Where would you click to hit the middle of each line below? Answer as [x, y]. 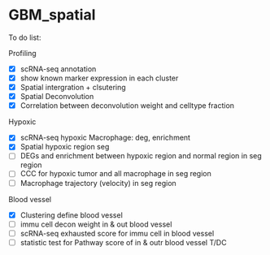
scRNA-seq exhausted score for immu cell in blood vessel [117, 233]
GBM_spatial [52, 15]
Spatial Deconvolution [57, 97]
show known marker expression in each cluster [99, 78]
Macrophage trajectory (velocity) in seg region [98, 183]
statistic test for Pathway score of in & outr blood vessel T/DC [123, 242]
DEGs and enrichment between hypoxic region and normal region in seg [141, 156]
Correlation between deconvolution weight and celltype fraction [127, 106]
